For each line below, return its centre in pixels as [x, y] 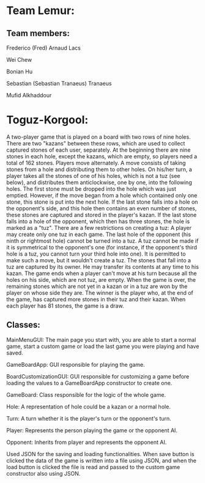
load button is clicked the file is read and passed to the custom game [93, 467]
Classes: [24, 325]
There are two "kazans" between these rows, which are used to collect [96, 143]
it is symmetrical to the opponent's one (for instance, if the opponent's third [102, 247]
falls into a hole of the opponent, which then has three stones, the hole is [98, 221]
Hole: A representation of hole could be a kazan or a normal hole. [89, 407]
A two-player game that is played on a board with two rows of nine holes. [99, 137]
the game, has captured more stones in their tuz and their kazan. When [96, 299]
